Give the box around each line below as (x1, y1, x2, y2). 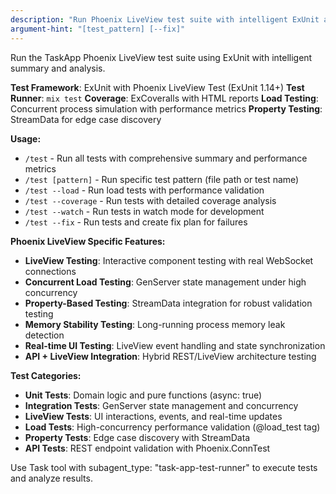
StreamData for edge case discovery (10, 113, 162, 125)
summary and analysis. (10, 62, 106, 74)
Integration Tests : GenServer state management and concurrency (24, 399, 299, 411)
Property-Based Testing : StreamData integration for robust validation (24, 297, 313, 309)
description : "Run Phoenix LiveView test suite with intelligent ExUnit (10, 14, 320, 25)
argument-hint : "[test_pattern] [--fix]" (10, 24, 186, 34)
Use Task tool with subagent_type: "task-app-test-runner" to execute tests (10, 461, 318, 473)
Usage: (10, 132, 42, 145)
